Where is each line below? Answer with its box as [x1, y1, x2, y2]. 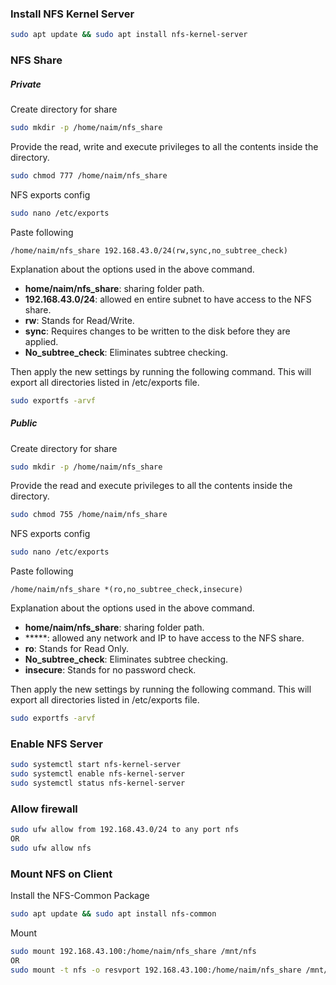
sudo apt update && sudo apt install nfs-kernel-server [10, 30, 248, 40]
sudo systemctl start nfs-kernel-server [10, 760, 182, 770]
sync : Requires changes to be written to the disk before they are [24, 325, 291, 337]
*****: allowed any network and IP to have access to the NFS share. [24, 632, 305, 644]
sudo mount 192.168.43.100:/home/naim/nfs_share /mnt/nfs [10, 947, 257, 957]
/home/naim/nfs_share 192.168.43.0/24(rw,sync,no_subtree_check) [10, 245, 288, 256]
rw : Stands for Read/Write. [24, 314, 135, 326]
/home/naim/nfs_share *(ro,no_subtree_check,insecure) [10, 585, 244, 595]
